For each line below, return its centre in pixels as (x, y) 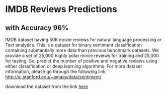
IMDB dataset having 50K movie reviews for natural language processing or (83, 39)
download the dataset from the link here (47, 86)
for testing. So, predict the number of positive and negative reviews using (81, 61)
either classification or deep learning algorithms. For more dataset (74, 66)
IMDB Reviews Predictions (61, 9)
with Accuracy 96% (37, 28)
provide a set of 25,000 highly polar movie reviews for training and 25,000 (82, 55)
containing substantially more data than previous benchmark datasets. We (82, 50)
